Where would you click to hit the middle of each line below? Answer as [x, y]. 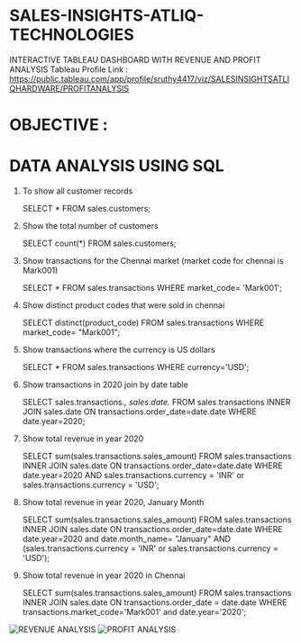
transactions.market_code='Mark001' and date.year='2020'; [134, 612]
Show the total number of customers [91, 226]
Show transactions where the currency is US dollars [119, 350]
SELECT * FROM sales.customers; [87, 209]
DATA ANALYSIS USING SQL [117, 166]
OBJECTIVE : [59, 125]
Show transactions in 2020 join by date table [105, 385]
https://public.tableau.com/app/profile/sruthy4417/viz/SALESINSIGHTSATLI [150, 78]
